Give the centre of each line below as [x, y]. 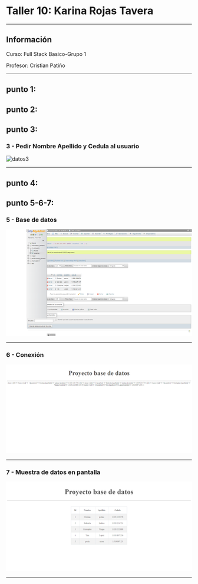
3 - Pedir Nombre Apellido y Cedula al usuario [73, 146]
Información [29, 40]
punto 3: [22, 129]
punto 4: [22, 183]
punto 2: [22, 109]
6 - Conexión [25, 355]
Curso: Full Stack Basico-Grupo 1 [46, 54]
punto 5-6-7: [30, 203]
